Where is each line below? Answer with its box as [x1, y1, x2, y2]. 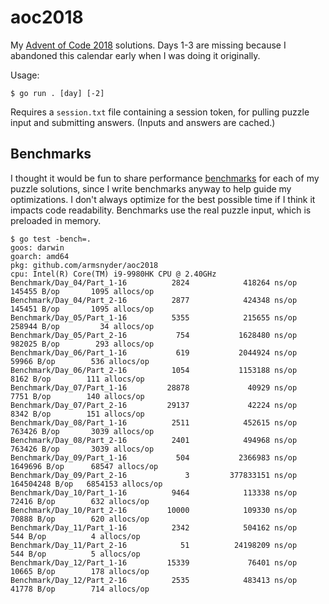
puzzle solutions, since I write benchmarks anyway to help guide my [10, 182, 292, 195]
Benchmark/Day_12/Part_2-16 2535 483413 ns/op [10, 575, 298, 585]
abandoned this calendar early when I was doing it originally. [10, 49, 261, 61]
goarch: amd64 [10, 251, 70, 261]
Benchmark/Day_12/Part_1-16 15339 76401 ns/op [10, 557, 298, 568]
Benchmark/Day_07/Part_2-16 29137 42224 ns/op [10, 400, 298, 410]
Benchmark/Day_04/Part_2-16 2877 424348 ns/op [10, 295, 298, 305]
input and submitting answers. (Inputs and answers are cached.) [10, 116, 276, 128]
